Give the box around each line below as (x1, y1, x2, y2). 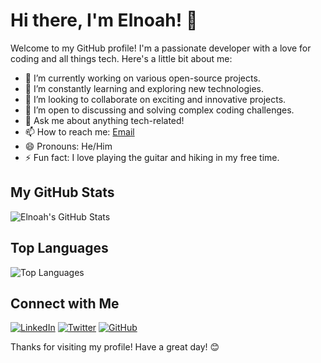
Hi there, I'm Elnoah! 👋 (10, 9, 198, 32)
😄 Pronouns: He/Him (24, 140, 113, 152)
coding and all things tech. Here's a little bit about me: (10, 52, 233, 64)
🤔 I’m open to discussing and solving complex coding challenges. (24, 104, 295, 116)
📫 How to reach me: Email (24, 125, 135, 138)
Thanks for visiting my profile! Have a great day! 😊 (10, 341, 220, 353)
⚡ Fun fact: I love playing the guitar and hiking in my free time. (24, 151, 280, 163)
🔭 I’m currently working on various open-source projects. (24, 72, 261, 84)
